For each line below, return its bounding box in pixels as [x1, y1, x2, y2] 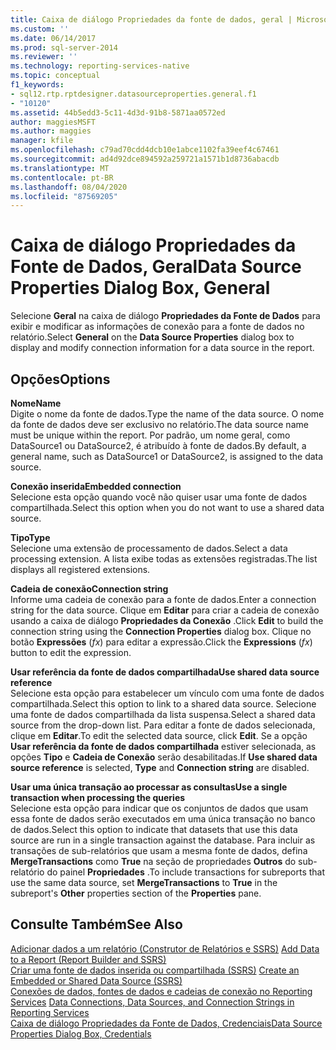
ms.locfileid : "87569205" [10, 191, 118, 201]
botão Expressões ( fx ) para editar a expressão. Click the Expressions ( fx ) [10, 636, 313, 648]
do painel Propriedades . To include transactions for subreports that [46, 866, 326, 878]
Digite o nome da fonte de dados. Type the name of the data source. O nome [10, 408, 325, 420]
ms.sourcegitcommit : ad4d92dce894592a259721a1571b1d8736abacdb [10, 154, 280, 164]
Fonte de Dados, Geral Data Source [10, 256, 302, 278]
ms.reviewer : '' [10, 52, 78, 62]
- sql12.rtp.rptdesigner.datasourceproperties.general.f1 [10, 89, 257, 99]
